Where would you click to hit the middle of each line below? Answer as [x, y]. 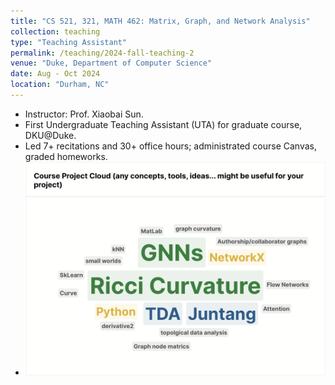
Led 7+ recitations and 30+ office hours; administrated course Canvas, [171, 146]
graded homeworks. [66, 156]
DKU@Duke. [50, 135]
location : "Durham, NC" [60, 85]
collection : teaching [55, 31]
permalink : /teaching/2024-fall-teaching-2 [102, 53]
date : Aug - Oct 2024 [55, 74]
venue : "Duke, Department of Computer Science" [111, 63]
